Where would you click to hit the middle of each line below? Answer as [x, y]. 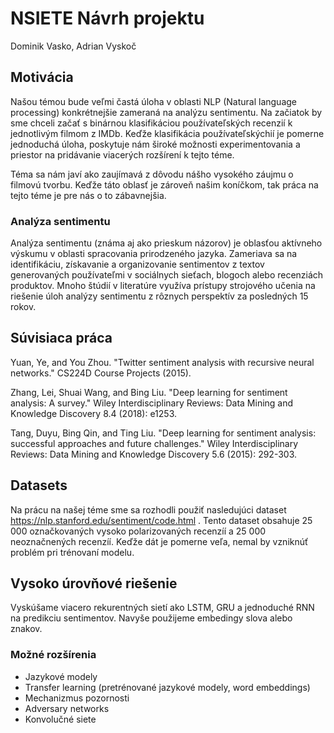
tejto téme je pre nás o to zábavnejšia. [88, 195]
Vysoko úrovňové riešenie [94, 583]
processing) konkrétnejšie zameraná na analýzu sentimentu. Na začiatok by [166, 112]
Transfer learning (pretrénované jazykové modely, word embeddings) [167, 687]
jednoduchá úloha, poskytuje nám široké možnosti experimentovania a [155, 144]
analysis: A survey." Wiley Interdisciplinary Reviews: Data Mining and [152, 403]
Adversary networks [67, 708]
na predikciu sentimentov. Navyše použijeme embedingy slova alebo [151, 618]
